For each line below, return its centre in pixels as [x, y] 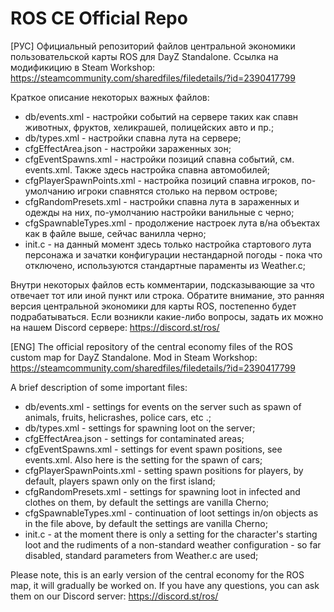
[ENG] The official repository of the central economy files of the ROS [151, 346]
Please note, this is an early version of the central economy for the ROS [157, 574]
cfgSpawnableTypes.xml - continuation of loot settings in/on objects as [171, 513]
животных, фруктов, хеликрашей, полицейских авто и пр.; [149, 127]
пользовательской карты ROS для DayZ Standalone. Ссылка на [144, 56]
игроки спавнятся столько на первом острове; [177, 191]
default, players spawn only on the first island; [120, 481]
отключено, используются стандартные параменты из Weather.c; [165, 265]
